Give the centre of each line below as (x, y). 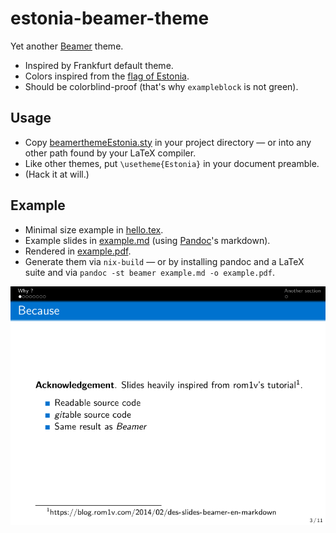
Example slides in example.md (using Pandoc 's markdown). (147, 240)
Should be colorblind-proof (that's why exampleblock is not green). (161, 86)
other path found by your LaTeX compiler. (110, 153)
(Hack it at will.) (57, 174)
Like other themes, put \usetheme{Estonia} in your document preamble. (172, 163)
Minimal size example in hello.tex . (94, 229)
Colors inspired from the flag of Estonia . (107, 76)
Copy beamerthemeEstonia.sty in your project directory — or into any (168, 142)
